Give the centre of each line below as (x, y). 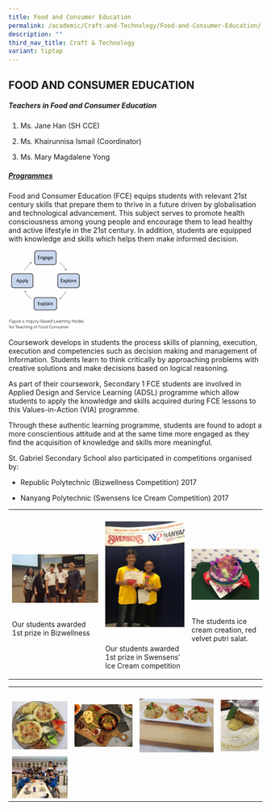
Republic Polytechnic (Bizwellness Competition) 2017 (108, 482)
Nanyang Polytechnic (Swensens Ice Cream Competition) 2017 (124, 498)
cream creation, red (224, 630)
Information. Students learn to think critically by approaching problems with (134, 359)
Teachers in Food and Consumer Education (83, 106)
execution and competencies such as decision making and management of (133, 351)
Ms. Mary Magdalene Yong (65, 157)
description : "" (35, 34)
